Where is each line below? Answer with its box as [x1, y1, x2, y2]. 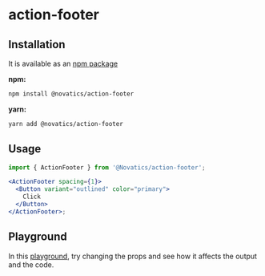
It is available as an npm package [8, 59, 118, 68]
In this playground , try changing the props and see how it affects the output [8, 251, 258, 261]
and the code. [8, 259, 54, 270]
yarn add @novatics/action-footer [8, 120, 124, 128]
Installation [8, 38, 66, 51]
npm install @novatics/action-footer [8, 90, 135, 98]
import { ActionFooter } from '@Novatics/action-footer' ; [8, 163, 206, 172]
